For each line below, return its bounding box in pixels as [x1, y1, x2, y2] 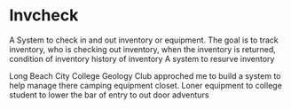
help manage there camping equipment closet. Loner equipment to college [9, 80, 282, 90]
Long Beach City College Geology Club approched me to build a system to [9, 70, 281, 81]
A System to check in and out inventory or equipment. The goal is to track [9, 35, 279, 45]
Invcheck [9, 5, 79, 26]
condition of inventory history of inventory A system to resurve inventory [9, 53, 275, 64]
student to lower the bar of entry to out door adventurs [9, 90, 209, 100]
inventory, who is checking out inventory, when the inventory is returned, [9, 43, 277, 54]
